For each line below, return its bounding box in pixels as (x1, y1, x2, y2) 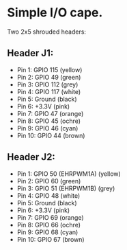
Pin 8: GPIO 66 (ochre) (16, 220, 81, 229)
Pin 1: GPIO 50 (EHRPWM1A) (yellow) (16, 170, 121, 178)
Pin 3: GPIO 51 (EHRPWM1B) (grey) (16, 184, 115, 192)
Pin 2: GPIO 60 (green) (16, 177, 81, 185)
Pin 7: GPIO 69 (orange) (16, 213, 84, 221)
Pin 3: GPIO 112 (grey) (16, 80, 79, 89)
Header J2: (7, 151, 56, 163)
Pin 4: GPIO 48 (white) (16, 191, 81, 200)
